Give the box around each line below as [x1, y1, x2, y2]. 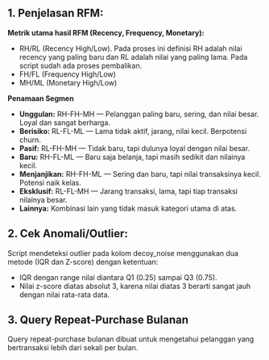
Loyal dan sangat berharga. [19, 117, 110, 128]
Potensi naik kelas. [19, 178, 82, 187]
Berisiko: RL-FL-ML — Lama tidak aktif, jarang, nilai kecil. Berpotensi [19, 126, 247, 136]
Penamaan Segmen [7, 93, 74, 103]
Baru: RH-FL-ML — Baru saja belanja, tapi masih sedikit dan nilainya [19, 152, 246, 161]
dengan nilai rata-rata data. [19, 290, 110, 299]
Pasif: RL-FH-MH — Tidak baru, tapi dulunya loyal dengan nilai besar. [19, 143, 250, 153]
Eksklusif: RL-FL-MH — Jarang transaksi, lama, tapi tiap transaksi [19, 186, 238, 196]
